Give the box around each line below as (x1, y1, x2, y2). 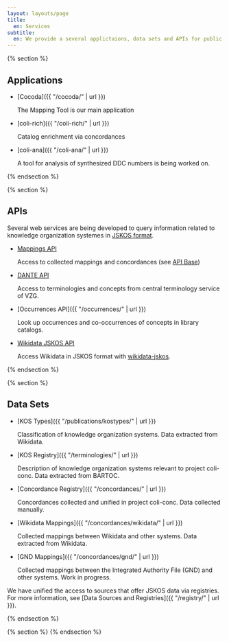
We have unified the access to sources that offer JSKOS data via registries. (7, 586, 219, 595)
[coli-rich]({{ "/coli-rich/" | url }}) (16, 119, 110, 127)
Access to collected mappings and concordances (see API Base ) (16, 257, 200, 266)
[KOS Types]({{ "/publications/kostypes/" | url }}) (16, 417, 156, 425)
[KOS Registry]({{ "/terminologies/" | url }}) (16, 450, 138, 459)
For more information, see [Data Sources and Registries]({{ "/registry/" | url (7, 593, 219, 601)
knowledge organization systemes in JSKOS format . (7, 231, 154, 239)
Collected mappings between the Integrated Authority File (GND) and (16, 566, 213, 574)
